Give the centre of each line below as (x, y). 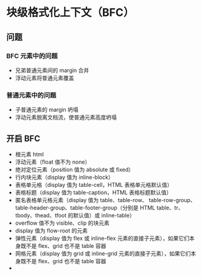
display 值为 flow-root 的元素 (51, 230)
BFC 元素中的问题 (32, 56)
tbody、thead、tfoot (41, 215)
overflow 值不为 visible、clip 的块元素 (62, 223)
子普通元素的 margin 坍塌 (47, 110)
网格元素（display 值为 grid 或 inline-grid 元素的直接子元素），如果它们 (103, 253)
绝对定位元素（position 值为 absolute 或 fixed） (75, 169)
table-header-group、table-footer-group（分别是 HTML (85, 208)
